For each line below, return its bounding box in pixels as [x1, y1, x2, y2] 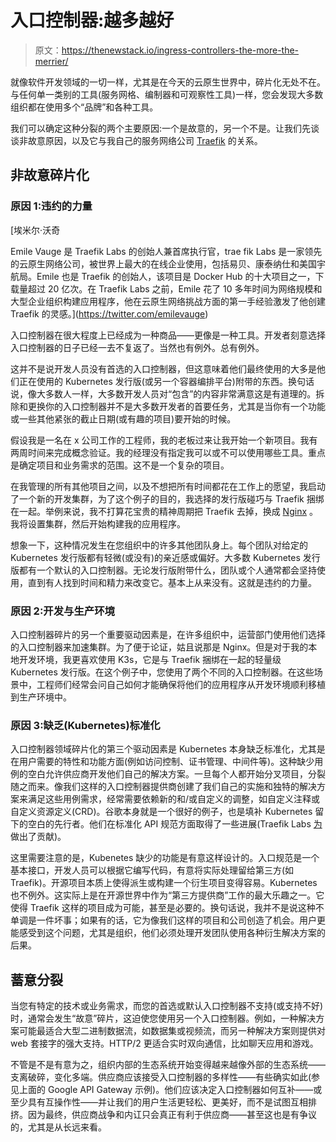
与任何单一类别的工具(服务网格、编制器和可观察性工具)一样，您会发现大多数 [10, 88, 324, 100]
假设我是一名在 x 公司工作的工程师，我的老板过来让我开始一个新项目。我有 [10, 434, 318, 446]
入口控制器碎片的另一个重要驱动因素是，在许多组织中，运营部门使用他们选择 [10, 628, 326, 640]
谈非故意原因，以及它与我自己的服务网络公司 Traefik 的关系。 [10, 134, 263, 146]
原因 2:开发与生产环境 [10, 604, 115, 618]
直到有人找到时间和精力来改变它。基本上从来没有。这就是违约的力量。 [27, 576, 317, 588]
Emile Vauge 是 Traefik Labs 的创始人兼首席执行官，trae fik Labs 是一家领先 [10, 245, 323, 257]
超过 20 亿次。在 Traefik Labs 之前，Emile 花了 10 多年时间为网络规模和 [27, 282, 323, 295]
